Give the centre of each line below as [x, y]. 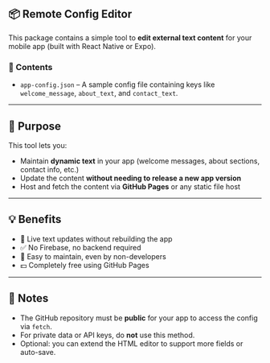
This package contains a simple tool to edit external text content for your [130, 37]
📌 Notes [29, 298]
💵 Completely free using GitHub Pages [85, 265]
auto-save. [38, 352]
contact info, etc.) [49, 169]
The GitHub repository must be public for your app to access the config [139, 318]
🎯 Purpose [35, 126]
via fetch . [36, 326]
